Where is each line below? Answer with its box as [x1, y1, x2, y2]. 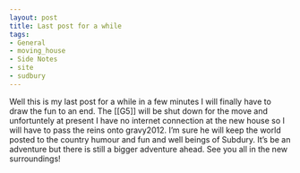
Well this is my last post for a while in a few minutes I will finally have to [9, 96, 271, 107]
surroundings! [9, 153, 61, 164]
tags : [9, 30, 30, 39]
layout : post [9, 13, 58, 22]
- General [9, 38, 47, 48]
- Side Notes [9, 55, 58, 64]
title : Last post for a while [9, 22, 123, 30]
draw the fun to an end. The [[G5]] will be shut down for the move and [9, 105, 269, 117]
